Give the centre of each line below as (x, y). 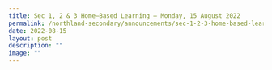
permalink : (27, 23)
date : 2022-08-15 (38, 31)
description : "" (36, 46)
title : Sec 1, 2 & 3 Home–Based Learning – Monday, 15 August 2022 (125, 16)
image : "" (25, 53)
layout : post (30, 38)
